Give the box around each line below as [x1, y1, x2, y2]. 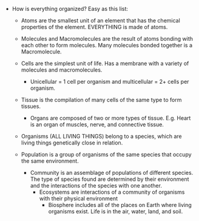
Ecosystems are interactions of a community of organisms [39, 188, 185, 195]
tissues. [21, 103, 41, 110]
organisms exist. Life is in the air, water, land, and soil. [48, 208, 183, 215]
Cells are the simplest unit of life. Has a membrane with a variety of [21, 60, 189, 67]
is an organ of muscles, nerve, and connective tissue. [30, 121, 164, 128]
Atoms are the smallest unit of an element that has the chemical [21, 17, 180, 24]
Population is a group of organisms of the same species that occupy [21, 151, 192, 158]
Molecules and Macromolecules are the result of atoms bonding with [21, 35, 193, 42]
